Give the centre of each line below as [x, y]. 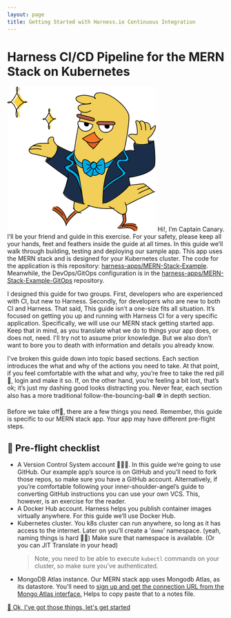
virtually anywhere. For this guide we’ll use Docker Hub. [96, 516]
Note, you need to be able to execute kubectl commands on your [127, 559]
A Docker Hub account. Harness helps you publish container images [114, 509]
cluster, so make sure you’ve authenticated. [96, 566]
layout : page [26, 14]
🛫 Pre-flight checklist [53, 448]
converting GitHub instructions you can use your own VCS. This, [108, 494]
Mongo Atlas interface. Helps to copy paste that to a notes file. [106, 594]
